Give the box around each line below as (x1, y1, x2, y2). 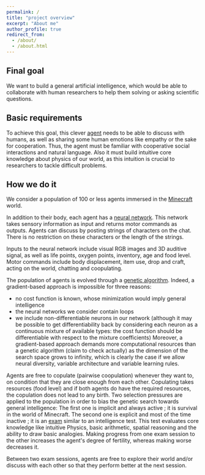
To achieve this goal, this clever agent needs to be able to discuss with (6, 129, 185, 137)
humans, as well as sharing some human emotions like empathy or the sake (6, 135, 197, 143)
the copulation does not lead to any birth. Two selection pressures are (6, 391, 183, 398)
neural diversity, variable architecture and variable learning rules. (15, 360, 179, 367)
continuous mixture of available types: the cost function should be (15, 327, 182, 335)
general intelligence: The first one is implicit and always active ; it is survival (6, 405, 198, 412)
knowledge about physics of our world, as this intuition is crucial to (6, 155, 175, 162)
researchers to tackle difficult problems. (6, 162, 107, 169)
